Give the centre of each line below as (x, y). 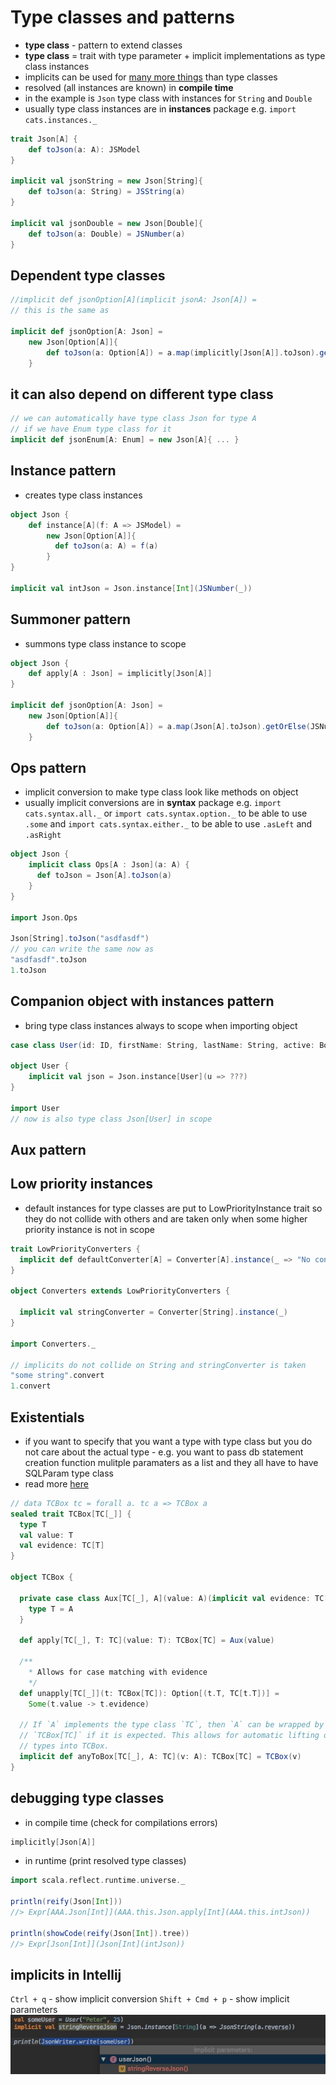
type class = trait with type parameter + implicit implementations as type (175, 55)
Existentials (47, 1417)
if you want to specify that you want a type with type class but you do (168, 1441)
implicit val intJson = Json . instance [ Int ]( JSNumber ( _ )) (131, 588)
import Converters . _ (53, 1344)
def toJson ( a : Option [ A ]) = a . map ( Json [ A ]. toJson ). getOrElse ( (178, 726)
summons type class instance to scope (105, 643)
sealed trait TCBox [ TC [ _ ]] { (71, 1514)
